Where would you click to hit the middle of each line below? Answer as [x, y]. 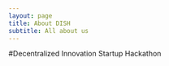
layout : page [30, 16]
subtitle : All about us [49, 31]
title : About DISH [39, 23]
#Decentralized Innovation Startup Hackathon [85, 54]
